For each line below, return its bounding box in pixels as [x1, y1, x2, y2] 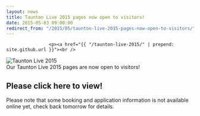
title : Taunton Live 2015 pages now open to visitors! [6, 14, 145, 20]
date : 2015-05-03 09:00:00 [6, 20, 73, 26]
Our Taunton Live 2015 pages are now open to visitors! [6, 64, 140, 71]
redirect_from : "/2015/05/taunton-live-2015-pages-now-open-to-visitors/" [6, 25, 196, 32]
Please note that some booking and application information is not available [6, 96, 189, 104]
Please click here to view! [6, 81, 103, 91]
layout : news [6, 8, 39, 15]
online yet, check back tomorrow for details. [6, 103, 114, 110]
